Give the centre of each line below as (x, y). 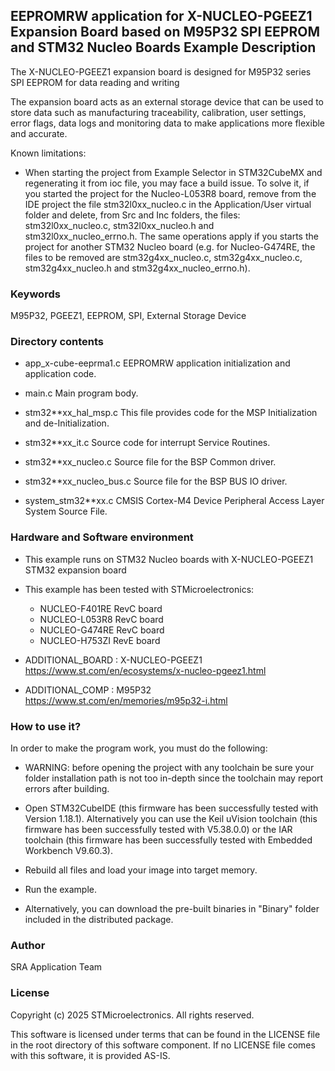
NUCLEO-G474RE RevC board (102, 630)
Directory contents (57, 342)
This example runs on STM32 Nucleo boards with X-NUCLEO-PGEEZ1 (169, 559)
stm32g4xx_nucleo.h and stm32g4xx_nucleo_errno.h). (137, 268)
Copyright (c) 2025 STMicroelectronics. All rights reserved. (132, 1015)
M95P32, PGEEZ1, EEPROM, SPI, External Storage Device (128, 316)
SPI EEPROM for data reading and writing (95, 82)
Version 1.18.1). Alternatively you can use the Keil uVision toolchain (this (171, 818)
